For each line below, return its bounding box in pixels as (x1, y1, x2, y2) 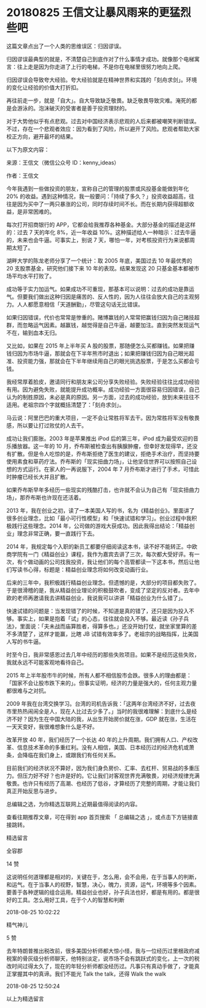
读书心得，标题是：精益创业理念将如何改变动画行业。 (17, 565, 151, 573)
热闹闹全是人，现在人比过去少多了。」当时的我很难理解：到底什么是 (22, 708, 192, 715)
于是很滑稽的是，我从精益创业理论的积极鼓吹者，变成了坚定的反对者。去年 (6, 586, 194, 594)
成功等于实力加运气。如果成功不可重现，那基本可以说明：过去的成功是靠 (6, 285, 189, 292)
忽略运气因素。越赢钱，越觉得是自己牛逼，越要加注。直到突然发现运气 (22, 321, 200, 329)
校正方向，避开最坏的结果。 (6, 132, 77, 140)
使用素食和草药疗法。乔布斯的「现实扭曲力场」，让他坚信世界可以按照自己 (6, 457, 192, 465)
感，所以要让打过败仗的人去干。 (6, 421, 87, 429)
